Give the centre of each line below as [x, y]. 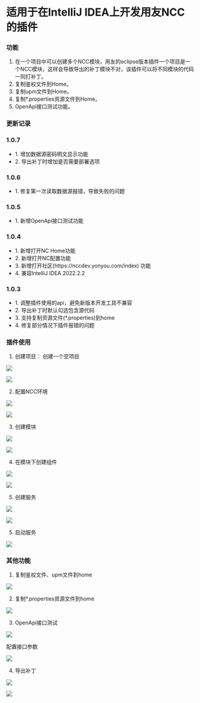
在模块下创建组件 [36, 462]
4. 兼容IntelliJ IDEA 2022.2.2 [50, 273]
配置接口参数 [22, 647]
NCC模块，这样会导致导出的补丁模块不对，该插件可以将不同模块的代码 [107, 69]
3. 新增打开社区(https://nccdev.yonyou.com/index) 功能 [83, 265]
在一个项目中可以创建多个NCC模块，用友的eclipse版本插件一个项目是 [100, 62]
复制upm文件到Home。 [44, 92]
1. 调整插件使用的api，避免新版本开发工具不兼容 [73, 303]
